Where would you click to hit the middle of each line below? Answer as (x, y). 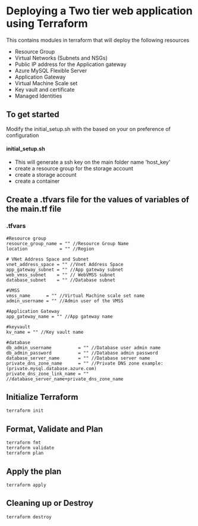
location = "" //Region (50, 249)
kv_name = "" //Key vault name (45, 332)
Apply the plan (34, 471)
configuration (23, 135)
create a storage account (45, 174)
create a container (37, 181)
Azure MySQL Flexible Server (51, 70)
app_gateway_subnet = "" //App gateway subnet (65, 270)
